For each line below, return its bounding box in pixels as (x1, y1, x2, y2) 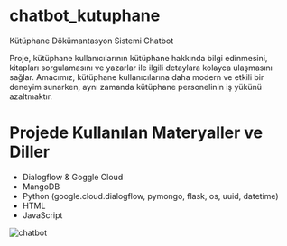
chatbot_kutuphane (9, 5, 161, 26)
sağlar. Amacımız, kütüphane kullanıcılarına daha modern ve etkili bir (9, 71, 264, 82)
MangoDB (22, 181, 60, 192)
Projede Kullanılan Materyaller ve (9, 123, 264, 143)
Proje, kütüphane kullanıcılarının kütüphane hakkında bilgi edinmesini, (9, 52, 268, 63)
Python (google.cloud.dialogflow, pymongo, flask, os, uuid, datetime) (22, 190, 279, 201)
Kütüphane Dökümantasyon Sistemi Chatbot (9, 35, 174, 46)
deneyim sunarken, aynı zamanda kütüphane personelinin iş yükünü (9, 81, 263, 92)
